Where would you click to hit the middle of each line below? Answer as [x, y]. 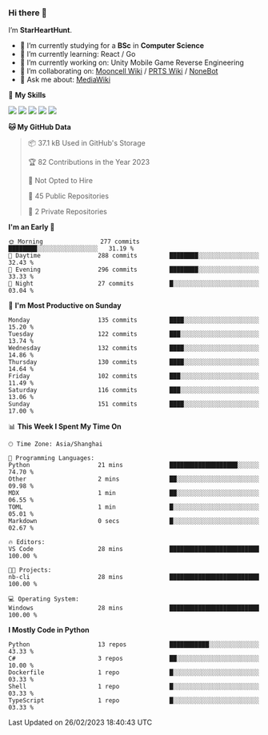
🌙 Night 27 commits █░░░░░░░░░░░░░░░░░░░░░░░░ [134, 284]
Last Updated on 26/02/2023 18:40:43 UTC [80, 722]
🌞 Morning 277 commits [74, 242]
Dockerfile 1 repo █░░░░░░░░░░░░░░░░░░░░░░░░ [134, 673]
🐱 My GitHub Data [40, 127]
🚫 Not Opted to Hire [60, 181]
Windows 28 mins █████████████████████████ [134, 608]
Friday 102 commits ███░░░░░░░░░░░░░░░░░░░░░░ [134, 376]
